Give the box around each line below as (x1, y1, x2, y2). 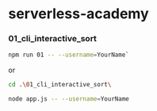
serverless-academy (8, 5, 149, 23)
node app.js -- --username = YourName (8, 95, 129, 103)
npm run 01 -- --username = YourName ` (8, 51, 129, 59)
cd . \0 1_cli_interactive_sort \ (8, 81, 112, 89)
